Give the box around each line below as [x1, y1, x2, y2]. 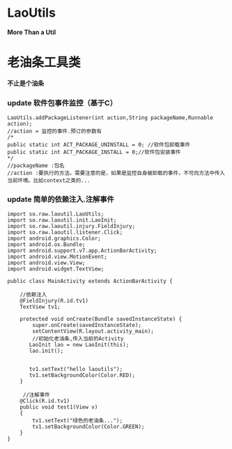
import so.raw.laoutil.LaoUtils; [7, 211, 105, 218]
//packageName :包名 [7, 162, 65, 169]
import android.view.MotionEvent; [7, 253, 108, 261]
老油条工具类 [7, 54, 82, 70]
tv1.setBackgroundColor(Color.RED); [29, 372, 136, 379]
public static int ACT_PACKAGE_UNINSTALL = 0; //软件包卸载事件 [7, 142, 190, 149]
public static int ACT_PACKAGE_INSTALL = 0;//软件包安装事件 [7, 149, 181, 156]
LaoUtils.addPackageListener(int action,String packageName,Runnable [7, 114, 214, 121]
